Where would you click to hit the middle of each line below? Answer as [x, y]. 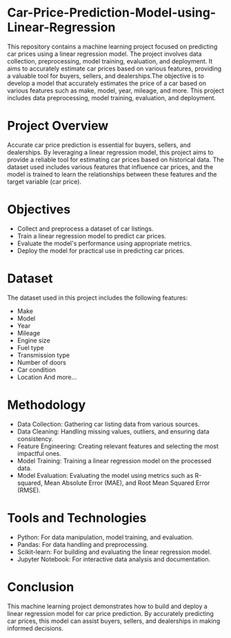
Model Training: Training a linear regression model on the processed [114, 461]
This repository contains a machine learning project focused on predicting [112, 46]
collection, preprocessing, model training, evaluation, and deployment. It [110, 61]
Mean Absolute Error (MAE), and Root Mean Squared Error [127, 483]
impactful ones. [39, 453]
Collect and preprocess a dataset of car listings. [85, 229]
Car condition [37, 369]
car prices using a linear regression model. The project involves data [104, 54]
